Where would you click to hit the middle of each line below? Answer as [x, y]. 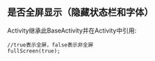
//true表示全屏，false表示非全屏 [50, 45]
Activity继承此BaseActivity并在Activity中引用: [72, 31]
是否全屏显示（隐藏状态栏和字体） [80, 12]
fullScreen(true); [34, 51]
